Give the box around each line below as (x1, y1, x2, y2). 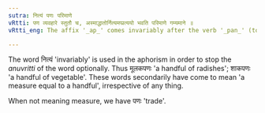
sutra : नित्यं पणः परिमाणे (8, 11, 73, 20)
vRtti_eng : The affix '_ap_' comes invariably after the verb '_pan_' (8, 26, 245, 34)
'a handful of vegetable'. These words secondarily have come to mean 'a (8, 73, 245, 82)
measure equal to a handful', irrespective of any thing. (8, 81, 184, 91)
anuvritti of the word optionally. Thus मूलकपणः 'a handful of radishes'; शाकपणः (8, 64, 251, 73)
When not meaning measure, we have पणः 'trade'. (8, 96, 166, 106)
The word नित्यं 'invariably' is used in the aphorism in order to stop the (8, 55, 232, 64)
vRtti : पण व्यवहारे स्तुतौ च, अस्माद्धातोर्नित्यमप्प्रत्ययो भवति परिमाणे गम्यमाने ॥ (8, 19, 193, 27)
